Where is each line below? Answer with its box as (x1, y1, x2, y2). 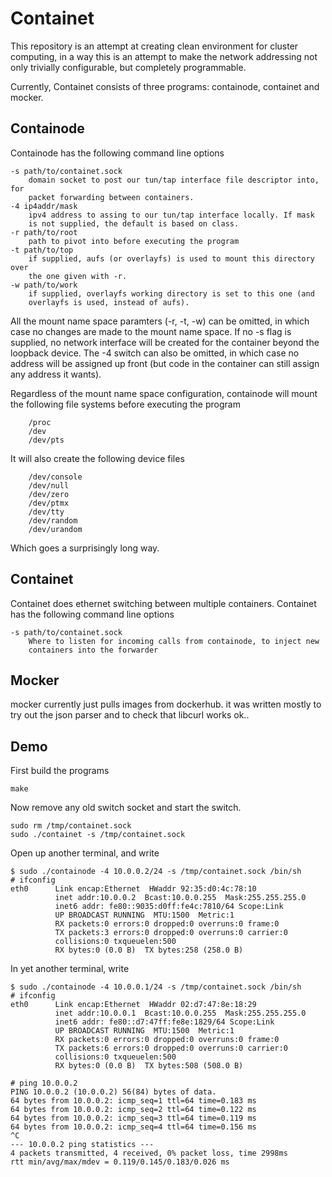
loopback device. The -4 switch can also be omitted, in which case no (10, 347, 300, 359)
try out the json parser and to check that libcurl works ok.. (10, 709, 250, 721)
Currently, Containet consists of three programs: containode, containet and (10, 80, 320, 92)
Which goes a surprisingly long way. (10, 542, 160, 554)
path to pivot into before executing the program (28, 236, 240, 246)
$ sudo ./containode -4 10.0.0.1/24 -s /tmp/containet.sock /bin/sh (10, 982, 302, 992)
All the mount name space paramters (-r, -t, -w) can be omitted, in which (10, 315, 310, 327)
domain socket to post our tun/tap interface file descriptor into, (28, 175, 320, 185)
